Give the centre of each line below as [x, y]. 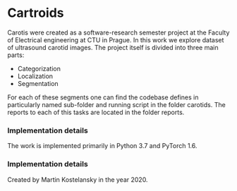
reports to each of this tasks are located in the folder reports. [96, 112]
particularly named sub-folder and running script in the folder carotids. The [116, 104]
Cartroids [36, 13]
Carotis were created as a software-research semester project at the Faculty [119, 32]
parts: [16, 55]
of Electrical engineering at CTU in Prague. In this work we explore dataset [116, 39]
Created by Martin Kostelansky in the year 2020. [78, 179]
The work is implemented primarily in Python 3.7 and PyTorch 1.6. [102, 146]
